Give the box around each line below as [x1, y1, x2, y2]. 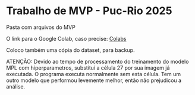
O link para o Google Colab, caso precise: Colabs [6, 35, 127, 42]
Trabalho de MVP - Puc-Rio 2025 [6, 4, 172, 18]
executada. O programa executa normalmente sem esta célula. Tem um [6, 70, 181, 77]
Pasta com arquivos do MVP [6, 24, 76, 31]
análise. [6, 83, 26, 90]
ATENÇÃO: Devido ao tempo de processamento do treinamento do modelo [6, 58, 189, 65]
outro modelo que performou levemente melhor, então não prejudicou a [6, 77, 182, 84]
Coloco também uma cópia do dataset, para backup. [6, 46, 135, 54]
